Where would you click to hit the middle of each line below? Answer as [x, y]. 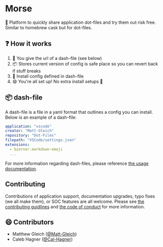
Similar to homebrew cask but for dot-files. [49, 27]
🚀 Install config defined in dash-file [48, 76]
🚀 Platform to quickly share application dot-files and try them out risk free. [81, 22]
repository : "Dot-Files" [31, 136]
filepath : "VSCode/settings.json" [41, 140]
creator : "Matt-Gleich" [30, 131]
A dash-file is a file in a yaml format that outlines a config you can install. [79, 112]
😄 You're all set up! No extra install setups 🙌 [58, 81]
